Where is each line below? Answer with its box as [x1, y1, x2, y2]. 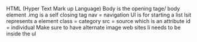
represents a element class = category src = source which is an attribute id [6, 18, 191, 24]
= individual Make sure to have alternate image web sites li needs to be [6, 24, 181, 31]
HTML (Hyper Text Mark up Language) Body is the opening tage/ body [6, 5, 180, 12]
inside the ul [6, 30, 36, 37]
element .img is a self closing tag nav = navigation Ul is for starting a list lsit [6, 11, 192, 18]
